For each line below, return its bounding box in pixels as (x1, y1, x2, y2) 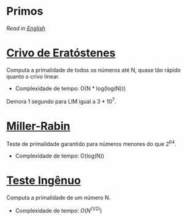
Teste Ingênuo (6, 173, 81, 188)
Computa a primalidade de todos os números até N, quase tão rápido (6, 66, 181, 74)
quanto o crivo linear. (6, 72, 60, 80)
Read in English (6, 25, 46, 32)
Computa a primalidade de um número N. (6, 194, 111, 202)
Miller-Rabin (6, 119, 71, 133)
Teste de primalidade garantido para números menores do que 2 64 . (6, 139, 177, 148)
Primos (6, 4, 44, 18)
